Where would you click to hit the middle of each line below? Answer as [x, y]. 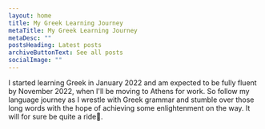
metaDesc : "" [30, 38]
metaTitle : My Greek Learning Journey [73, 30]
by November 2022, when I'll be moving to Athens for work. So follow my [129, 91]
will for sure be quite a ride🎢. [56, 116]
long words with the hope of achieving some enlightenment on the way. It [129, 107]
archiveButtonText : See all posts [66, 53]
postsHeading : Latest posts [55, 45]
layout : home [30, 16]
